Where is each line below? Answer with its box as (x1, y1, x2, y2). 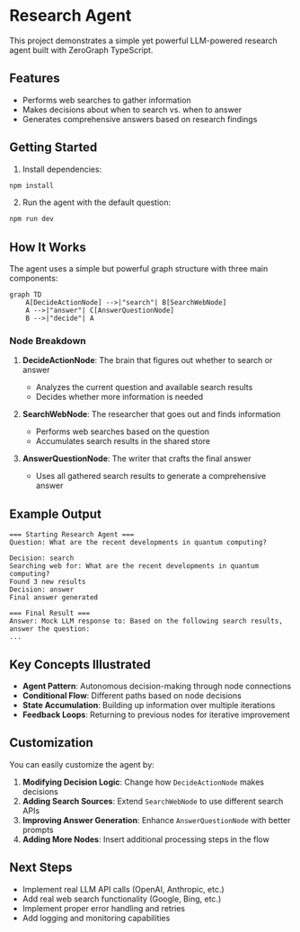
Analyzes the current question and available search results (35, 382, 253, 393)
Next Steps (9, 860, 73, 875)
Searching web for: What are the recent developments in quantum (9, 562, 259, 571)
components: (9, 273, 58, 284)
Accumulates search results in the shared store (35, 436, 211, 447)
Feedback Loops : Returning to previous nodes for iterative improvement (22, 709, 290, 720)
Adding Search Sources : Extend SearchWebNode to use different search (22, 795, 284, 806)
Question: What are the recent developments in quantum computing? (9, 538, 268, 547)
